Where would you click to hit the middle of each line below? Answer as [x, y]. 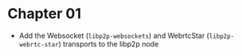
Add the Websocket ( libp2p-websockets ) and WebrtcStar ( [114, 35]
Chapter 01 [44, 14]
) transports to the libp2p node [109, 43]
